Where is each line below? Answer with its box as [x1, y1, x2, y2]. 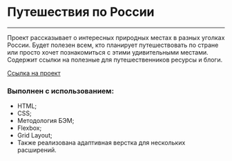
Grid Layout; [17, 131, 53, 140]
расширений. [17, 146, 57, 154]
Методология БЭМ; [17, 117, 75, 125]
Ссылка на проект [7, 68, 61, 77]
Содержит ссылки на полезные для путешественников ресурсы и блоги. [7, 55, 223, 64]
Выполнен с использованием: [7, 86, 115, 95]
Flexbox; [17, 124, 42, 132]
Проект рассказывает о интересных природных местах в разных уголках [7, 33, 225, 41]
